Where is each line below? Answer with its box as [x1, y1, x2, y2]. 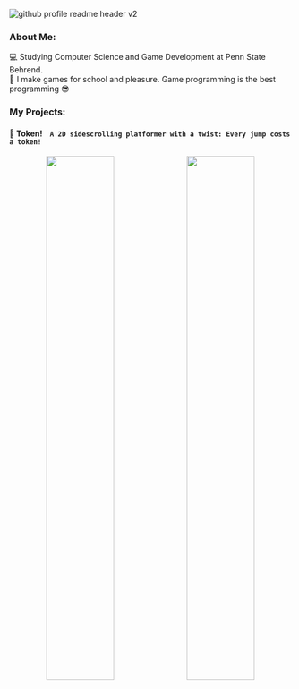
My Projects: [9, 106, 66, 118]
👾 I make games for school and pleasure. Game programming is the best [9, 74, 276, 85]
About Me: [9, 30, 56, 43]
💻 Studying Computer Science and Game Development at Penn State [9, 52, 266, 63]
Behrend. [9, 64, 43, 75]
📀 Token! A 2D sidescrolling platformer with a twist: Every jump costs [9, 128, 291, 139]
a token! [9, 137, 42, 147]
